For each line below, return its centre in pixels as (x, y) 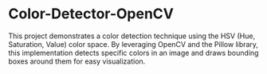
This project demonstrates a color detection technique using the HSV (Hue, (132, 36)
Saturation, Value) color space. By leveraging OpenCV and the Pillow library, (133, 44)
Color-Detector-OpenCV (91, 14)
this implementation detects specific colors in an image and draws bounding (133, 53)
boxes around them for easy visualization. (77, 61)
